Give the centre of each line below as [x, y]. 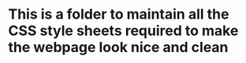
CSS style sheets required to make [123, 31]
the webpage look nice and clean [118, 47]
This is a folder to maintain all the [119, 14]
